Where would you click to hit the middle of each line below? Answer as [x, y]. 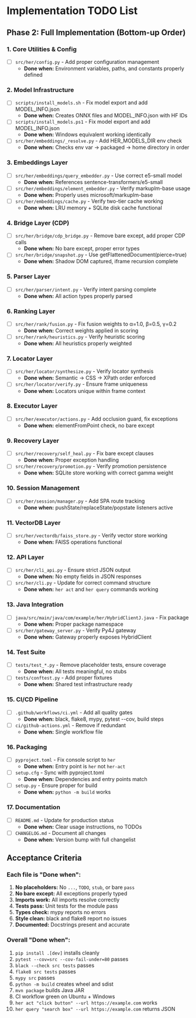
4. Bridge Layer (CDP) [38, 223]
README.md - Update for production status [64, 820]
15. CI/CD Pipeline [32, 700]
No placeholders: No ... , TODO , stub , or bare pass [75, 887]
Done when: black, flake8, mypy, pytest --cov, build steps [94, 719]
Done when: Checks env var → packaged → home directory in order [106, 147]
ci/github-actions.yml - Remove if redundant [71, 725]
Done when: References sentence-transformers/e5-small [93, 182]
